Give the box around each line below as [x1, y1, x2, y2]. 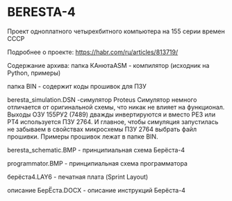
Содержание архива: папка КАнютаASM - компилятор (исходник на [7, 61, 210, 69]
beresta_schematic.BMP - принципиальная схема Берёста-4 [7, 146, 185, 154]
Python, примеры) [7, 69, 61, 77]
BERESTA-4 [7, 4, 76, 20]
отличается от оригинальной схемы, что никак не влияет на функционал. [7, 103, 225, 111]
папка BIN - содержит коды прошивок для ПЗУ [7, 82, 147, 90]
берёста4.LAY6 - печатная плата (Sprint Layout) [7, 173, 149, 181]
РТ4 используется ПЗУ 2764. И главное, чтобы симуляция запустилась [7, 117, 219, 125]
